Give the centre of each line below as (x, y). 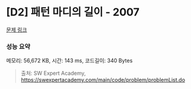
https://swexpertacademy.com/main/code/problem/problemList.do (103, 80)
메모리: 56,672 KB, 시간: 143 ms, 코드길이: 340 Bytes (70, 61)
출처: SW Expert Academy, (53, 73)
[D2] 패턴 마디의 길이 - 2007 (73, 12)
